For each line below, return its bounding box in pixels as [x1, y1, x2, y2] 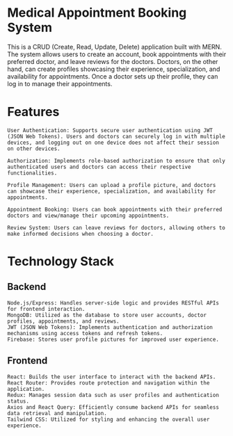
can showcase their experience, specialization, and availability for [7, 188, 216, 195]
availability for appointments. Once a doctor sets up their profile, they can [7, 72, 218, 81]
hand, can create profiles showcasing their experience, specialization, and [7, 65, 220, 73]
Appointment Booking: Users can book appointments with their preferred [7, 206, 223, 213]
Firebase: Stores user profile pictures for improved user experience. [7, 336, 219, 343]
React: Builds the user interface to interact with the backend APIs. [7, 373, 216, 380]
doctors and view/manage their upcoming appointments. [7, 212, 170, 219]
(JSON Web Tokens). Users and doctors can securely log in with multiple [7, 133, 226, 140]
